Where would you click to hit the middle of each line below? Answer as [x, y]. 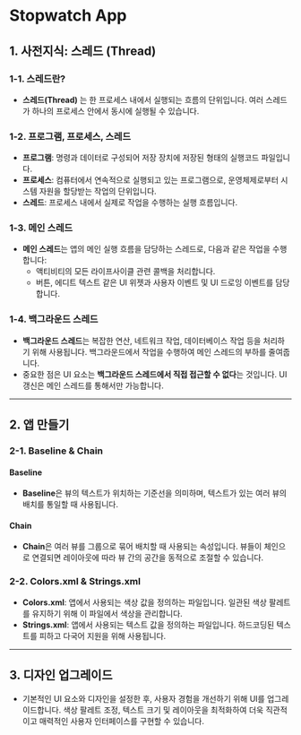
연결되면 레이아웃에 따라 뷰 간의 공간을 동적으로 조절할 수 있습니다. [148, 558]
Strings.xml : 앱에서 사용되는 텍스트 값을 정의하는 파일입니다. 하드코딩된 [148, 625]
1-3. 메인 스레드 [41, 228]
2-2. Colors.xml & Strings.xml [75, 582]
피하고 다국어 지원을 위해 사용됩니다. [103, 636]
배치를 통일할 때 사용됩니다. [70, 505]
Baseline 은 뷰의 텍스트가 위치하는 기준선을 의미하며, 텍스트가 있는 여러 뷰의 [155, 493]
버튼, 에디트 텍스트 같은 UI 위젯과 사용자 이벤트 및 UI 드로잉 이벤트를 [155, 282]
